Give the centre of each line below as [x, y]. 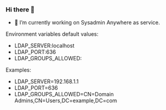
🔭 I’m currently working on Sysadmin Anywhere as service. [87, 23]
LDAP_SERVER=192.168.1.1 [46, 82]
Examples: [18, 70]
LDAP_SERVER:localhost [44, 46]
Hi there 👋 [20, 10]
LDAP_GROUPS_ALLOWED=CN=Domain [64, 94]
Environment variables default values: [52, 34]
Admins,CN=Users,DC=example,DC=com [66, 100]
